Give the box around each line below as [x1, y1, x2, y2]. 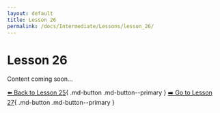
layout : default [7, 10, 53, 17]
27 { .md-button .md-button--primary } [7, 99, 115, 107]
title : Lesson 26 [7, 16, 57, 23]
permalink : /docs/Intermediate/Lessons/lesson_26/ [7, 23, 154, 29]
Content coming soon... [7, 75, 73, 83]
